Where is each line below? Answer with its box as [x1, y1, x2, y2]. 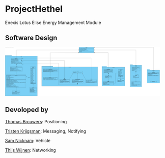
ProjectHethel [5, 3, 63, 15]
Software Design [5, 34, 57, 42]
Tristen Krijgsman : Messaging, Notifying [5, 128, 86, 134]
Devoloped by [5, 106, 49, 114]
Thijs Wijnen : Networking [5, 147, 56, 153]
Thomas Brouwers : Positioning [5, 118, 67, 124]
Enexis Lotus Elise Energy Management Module [5, 20, 102, 25]
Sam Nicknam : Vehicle [5, 137, 51, 143]
